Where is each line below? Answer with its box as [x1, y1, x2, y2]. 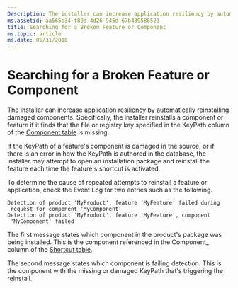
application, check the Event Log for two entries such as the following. [7, 185, 213, 195]
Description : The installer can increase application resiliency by [7, 10, 214, 18]
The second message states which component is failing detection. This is [7, 259, 222, 267]
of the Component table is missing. [7, 128, 110, 137]
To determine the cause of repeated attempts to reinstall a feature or [7, 178, 208, 187]
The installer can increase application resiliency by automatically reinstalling [7, 105, 229, 114]
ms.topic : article [7, 30, 62, 38]
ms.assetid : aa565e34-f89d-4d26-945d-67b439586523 [7, 17, 160, 24]
